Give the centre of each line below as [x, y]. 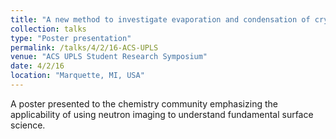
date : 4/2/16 [37, 66]
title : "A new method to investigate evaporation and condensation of [160, 19]
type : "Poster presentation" [71, 38]
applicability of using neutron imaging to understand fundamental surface [162, 114]
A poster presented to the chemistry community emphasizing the [144, 103]
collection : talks [48, 29]
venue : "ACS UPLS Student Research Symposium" [109, 57]
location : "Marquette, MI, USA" [77, 76]
